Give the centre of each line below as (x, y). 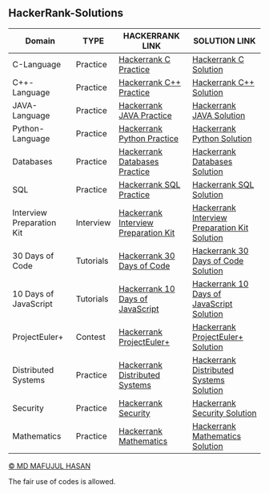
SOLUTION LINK (225, 41)
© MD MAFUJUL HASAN (49, 466)
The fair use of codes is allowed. (62, 481)
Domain (40, 41)
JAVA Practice (145, 115)
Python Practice (149, 138)
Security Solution (224, 413)
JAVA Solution (219, 115)
